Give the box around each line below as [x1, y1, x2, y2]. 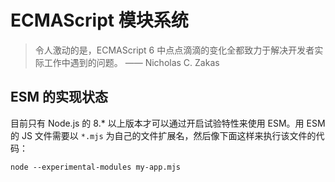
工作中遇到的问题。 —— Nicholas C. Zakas [43, 56, 220, 68]
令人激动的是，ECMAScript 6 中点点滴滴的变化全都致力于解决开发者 [34, 44, 315, 56]
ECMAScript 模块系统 [10, 9, 189, 32]
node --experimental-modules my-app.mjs [10, 162, 182, 172]
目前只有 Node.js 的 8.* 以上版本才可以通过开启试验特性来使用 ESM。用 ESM [10, 117, 326, 129]
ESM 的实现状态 [10, 89, 109, 106]
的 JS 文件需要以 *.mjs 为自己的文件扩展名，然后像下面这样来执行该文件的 [10, 129, 317, 141]
